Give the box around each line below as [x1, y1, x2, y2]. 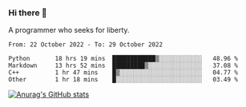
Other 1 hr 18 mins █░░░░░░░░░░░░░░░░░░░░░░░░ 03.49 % [8, 76, 239, 84]
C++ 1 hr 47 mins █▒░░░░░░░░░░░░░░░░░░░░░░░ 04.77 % [8, 69, 239, 77]
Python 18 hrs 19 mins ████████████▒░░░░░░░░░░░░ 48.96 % [8, 55, 239, 63]
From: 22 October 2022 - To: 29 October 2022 [8, 41, 163, 49]
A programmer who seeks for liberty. [8, 26, 130, 35]
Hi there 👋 [8, 7, 48, 18]
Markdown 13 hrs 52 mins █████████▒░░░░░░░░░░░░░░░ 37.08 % [8, 61, 239, 70]
